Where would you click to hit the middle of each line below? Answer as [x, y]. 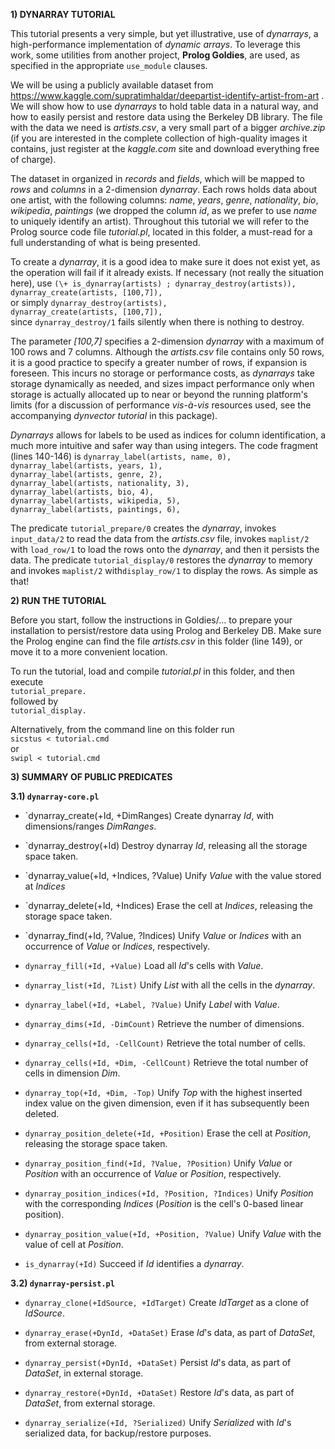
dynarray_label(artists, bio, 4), [82, 492]
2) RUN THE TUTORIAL [58, 600]
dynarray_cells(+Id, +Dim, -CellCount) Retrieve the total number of [166, 1062]
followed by [34, 701]
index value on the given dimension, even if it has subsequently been [167, 1103]
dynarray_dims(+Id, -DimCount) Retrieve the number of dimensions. [164, 1023]
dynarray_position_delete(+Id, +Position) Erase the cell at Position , [168, 1133]
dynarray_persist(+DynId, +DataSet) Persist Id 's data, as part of [158, 1362]
